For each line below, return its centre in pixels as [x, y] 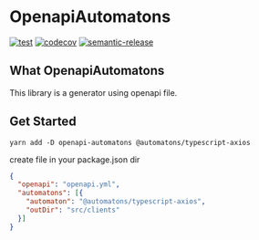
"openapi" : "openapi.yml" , [69, 184]
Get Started [43, 122]
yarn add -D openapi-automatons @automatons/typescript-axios [130, 142]
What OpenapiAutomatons [87, 71]
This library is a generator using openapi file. [93, 92]
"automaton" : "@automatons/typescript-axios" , [116, 202]
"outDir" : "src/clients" [73, 210]
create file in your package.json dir [75, 159]
